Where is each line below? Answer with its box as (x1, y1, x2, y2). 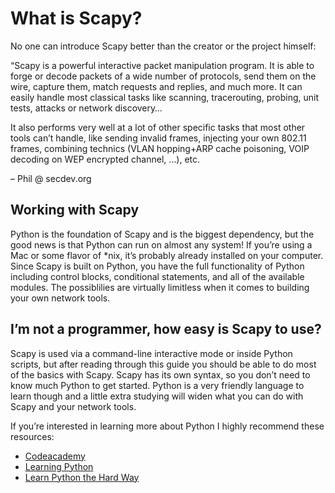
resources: (10, 430, 55, 442)
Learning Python (24, 460, 94, 472)
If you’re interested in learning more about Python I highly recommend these (10, 420, 325, 432)
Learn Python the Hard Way (24, 471, 140, 483)
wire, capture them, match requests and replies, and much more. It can (10, 80, 303, 92)
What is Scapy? (10, 7, 143, 30)
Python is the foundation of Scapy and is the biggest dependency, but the (10, 228, 315, 240)
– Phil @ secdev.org (10, 172, 92, 184)
